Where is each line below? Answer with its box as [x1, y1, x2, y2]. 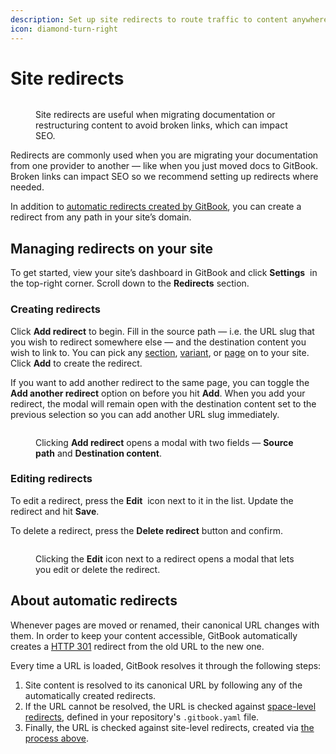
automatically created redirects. [24, 689, 157, 701]
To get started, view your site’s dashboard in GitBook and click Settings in [10, 267, 318, 279]
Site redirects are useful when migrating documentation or [35, 109, 276, 121]
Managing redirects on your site [10, 240, 214, 257]
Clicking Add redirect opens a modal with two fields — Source [35, 436, 294, 448]
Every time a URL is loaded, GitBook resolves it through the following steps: [10, 659, 322, 671]
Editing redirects [10, 472, 93, 486]
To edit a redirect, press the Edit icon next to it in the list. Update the [10, 494, 294, 506]
